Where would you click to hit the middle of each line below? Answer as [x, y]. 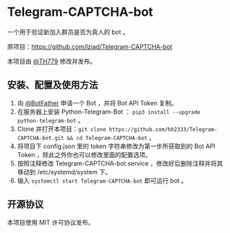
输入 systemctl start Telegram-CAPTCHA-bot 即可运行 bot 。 [102, 181]
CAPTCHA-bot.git [40, 138]
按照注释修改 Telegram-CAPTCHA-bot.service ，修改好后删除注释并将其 [120, 163]
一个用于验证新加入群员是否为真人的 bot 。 [68, 32]
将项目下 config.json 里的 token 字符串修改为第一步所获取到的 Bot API [116, 146]
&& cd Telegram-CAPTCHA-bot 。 [111, 137]
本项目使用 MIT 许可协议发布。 [51, 222]
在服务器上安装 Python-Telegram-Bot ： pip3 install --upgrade [109, 112]
